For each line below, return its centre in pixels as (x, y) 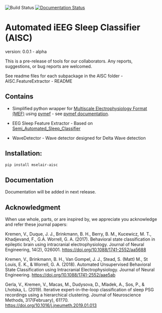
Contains (19, 97)
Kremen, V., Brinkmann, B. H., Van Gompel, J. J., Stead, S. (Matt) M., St (77, 259)
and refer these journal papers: (36, 224)
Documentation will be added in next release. (51, 192)
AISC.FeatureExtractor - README (39, 81)
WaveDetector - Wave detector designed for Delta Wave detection (79, 138)
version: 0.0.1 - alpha (26, 51)
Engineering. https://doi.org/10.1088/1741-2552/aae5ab (60, 275)
